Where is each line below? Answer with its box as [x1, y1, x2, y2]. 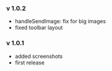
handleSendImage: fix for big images [14, 18, 106, 25]
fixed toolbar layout [14, 24, 63, 31]
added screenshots [14, 53, 63, 60]
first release [14, 58, 45, 66]
